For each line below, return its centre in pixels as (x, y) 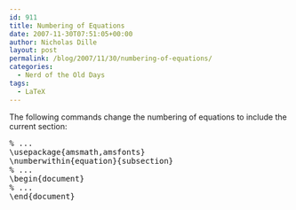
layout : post (33, 51)
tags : (19, 83)
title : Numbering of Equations (67, 26)
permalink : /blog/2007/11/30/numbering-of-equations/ (111, 58)
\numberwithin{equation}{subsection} (92, 161)
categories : (31, 67)
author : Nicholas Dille (53, 42)
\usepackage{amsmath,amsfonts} (77, 152)
